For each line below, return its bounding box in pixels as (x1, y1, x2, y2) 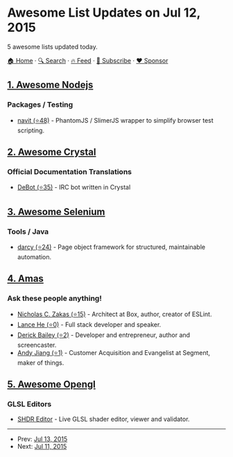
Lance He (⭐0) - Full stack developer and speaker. (17, 320, 162, 329)
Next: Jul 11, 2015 (17, 442, 67, 451)
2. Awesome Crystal (7, 146, 96, 158)
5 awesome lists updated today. (7, 42, 98, 51)
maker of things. (17, 359, 64, 367)
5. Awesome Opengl (7, 379, 96, 390)
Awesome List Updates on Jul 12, (7, 5, 201, 21)
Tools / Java (7, 227, 49, 236)
